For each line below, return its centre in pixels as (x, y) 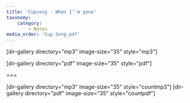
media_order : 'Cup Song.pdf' (43, 35)
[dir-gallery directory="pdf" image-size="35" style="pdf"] (79, 64)
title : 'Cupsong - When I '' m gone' (51, 12)
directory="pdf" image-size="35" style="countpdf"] (90, 93)
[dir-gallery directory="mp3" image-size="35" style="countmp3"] (89, 87)
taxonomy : (19, 18)
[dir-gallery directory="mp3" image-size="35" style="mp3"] (82, 51)
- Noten (38, 29)
